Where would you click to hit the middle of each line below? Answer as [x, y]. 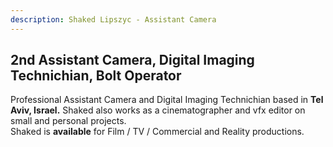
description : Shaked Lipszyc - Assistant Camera [113, 19]
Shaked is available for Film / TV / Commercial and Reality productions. [157, 132]
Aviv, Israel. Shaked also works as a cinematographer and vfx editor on [158, 110]
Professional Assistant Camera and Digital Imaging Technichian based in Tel [167, 100]
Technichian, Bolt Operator [96, 76]
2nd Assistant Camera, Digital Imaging [132, 60]
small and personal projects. [68, 121]
